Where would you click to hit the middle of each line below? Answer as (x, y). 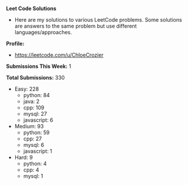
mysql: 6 (34, 145)
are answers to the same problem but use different (76, 26)
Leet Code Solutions (31, 8)
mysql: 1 (33, 176)
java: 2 (31, 101)
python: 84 (37, 95)
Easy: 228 (27, 89)
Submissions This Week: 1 (39, 66)
